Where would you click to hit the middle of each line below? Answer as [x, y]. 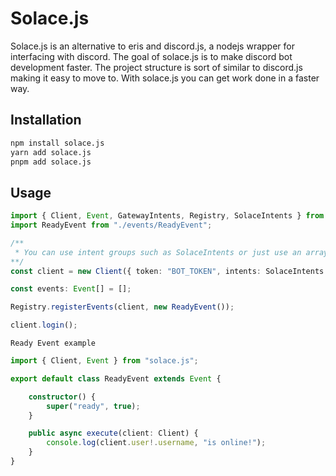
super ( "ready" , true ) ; [93, 406]
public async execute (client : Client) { [113, 433]
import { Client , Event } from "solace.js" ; [104, 361]
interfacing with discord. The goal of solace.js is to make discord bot [151, 56]
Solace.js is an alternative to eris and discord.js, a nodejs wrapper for [152, 46]
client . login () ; [44, 325]
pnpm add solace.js [51, 162]
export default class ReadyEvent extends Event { [116, 378]
